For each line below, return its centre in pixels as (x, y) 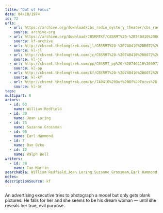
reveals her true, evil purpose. (35, 205)
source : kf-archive (33, 41)
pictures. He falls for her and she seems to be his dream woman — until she (81, 200)
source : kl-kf (28, 77)
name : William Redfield (38, 109)
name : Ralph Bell (31, 154)
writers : (14, 159)
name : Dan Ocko (29, 145)
